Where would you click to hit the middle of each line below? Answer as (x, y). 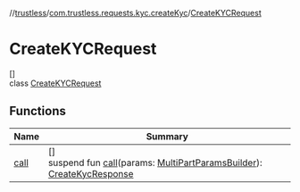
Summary (167, 136)
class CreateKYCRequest (55, 83)
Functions (38, 111)
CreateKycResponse (91, 173)
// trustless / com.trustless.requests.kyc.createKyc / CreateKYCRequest (135, 13)
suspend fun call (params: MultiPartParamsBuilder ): (155, 163)
